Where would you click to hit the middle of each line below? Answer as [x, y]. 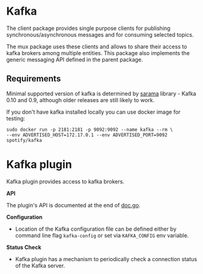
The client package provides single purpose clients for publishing [88, 28]
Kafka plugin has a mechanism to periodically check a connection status [106, 259]
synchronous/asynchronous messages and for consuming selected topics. [100, 34]
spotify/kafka [24, 140]
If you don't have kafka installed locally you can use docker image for [94, 112]
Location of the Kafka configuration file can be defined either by [96, 229]
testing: [16, 118]
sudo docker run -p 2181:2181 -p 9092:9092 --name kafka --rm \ [90, 130]
